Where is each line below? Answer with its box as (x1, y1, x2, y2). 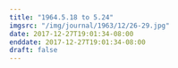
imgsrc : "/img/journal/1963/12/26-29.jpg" (9, 21, 170, 30)
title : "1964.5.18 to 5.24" (9, 12, 114, 22)
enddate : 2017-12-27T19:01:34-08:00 (9, 37, 146, 47)
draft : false (9, 46, 58, 55)
